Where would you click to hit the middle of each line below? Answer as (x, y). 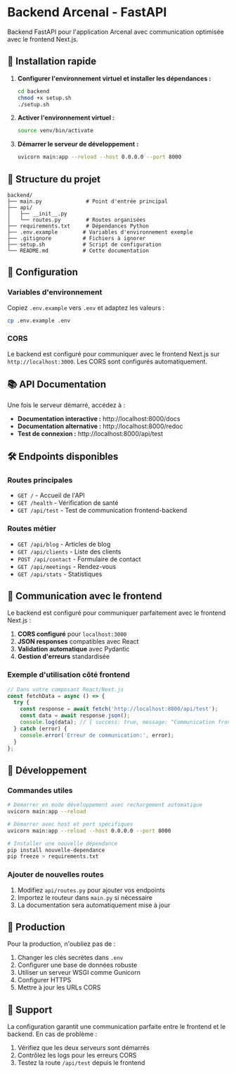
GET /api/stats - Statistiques (60, 574)
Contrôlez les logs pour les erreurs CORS (77, 1055)
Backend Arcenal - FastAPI (87, 12)
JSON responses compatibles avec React (78, 642)
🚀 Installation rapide (52, 62)
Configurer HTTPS (44, 980)
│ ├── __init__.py (38, 213)
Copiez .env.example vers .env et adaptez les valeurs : (86, 308)
